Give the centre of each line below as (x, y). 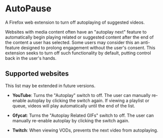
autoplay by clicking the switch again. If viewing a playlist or (88, 100)
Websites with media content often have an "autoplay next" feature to (76, 32)
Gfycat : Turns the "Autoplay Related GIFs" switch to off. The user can (83, 115)
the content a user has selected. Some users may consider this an (72, 42)
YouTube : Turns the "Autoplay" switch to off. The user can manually (81, 95)
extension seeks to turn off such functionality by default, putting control (78, 53)
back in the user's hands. (31, 58)
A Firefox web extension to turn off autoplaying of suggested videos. (75, 22)
